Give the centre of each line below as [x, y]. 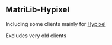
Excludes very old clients [36, 36]
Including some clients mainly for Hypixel [56, 24]
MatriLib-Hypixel [37, 10]
